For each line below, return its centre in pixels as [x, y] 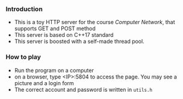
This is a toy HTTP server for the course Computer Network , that [95, 22]
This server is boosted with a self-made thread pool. [79, 42]
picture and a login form [44, 83]
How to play [23, 57]
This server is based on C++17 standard [64, 35]
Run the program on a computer [54, 70]
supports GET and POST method [55, 28]
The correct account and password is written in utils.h [83, 89]
